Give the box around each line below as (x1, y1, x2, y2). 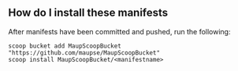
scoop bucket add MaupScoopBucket (8, 42, 122, 50)
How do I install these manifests (8, 6, 169, 20)
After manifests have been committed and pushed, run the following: (8, 27, 231, 36)
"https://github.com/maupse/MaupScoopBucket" (8, 48, 160, 57)
